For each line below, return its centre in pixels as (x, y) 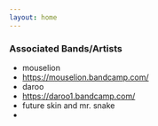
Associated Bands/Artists (66, 48)
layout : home (33, 17)
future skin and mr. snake (68, 105)
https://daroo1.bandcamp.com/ (79, 96)
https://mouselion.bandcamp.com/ (85, 77)
